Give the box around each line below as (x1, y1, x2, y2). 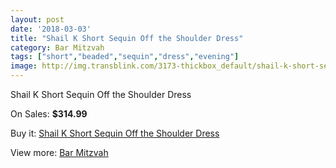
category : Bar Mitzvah (10, 42, 105, 53)
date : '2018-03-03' (10, 24, 92, 34)
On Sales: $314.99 (10, 108, 88, 120)
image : (10, 61, 38, 71)
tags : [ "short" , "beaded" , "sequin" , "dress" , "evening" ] (10, 52, 240, 62)
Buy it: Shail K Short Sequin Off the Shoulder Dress (10, 127, 220, 139)
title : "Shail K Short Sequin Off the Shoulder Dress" (10, 33, 244, 43)
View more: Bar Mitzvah (10, 147, 109, 158)
